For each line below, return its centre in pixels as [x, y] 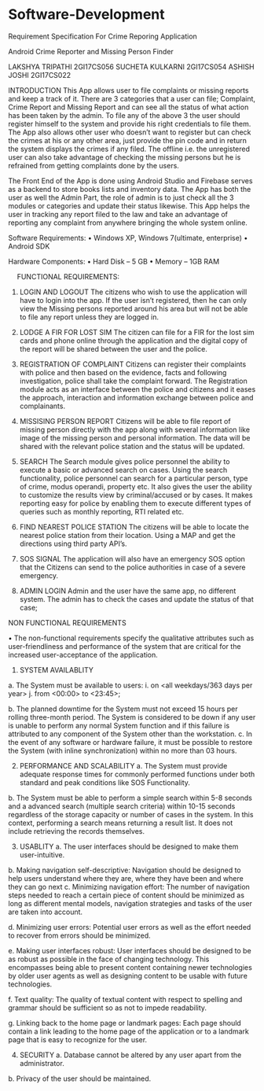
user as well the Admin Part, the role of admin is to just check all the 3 [121, 197]
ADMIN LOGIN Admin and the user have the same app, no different [128, 591]
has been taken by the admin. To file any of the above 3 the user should [124, 115]
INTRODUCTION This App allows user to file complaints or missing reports [128, 90]
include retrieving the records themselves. [77, 831]
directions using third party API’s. [73, 544]
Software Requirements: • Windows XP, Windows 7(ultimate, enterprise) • [128, 238]
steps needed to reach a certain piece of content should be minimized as [126, 895]
